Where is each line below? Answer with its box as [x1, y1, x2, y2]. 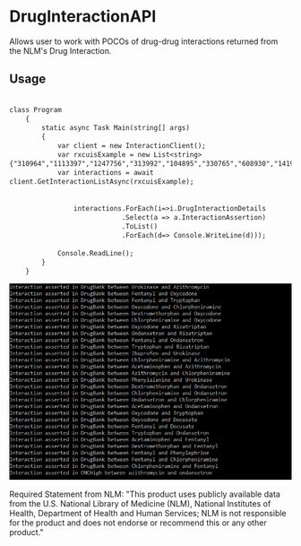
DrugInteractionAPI [9, 6, 157, 27]
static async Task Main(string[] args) [41, 123, 191, 132]
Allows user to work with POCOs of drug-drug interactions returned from [9, 36, 279, 47]
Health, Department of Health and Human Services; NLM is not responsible [9, 507, 287, 518]
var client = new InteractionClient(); [56, 141, 206, 150]
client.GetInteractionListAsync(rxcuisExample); [9, 177, 194, 186]
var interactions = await [56, 168, 154, 177]
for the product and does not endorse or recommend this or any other [9, 517, 267, 528]
